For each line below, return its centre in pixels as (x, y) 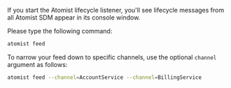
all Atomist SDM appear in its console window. (74, 17)
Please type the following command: (60, 31)
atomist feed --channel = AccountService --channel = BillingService (104, 77)
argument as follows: (37, 64)
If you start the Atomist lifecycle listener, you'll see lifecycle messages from (116, 10)
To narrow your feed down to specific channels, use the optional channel (112, 57)
